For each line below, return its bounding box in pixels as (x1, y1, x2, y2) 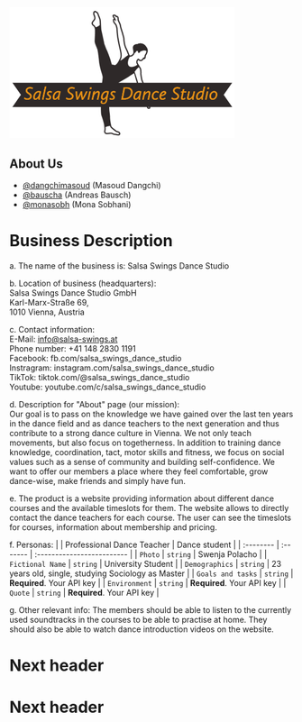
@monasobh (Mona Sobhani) (22, 199, 132, 210)
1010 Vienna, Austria (9, 306, 86, 317)
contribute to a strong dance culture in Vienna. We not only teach (9, 428, 252, 439)
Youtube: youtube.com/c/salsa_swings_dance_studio (9, 381, 206, 393)
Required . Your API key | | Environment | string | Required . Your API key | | (9, 578, 287, 589)
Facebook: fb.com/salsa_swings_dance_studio (9, 353, 182, 364)
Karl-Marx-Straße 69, (9, 297, 89, 308)
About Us (9, 156, 63, 171)
